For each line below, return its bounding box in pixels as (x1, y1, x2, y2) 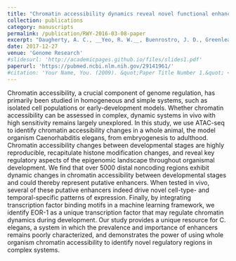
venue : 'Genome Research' (7, 50, 83, 57)
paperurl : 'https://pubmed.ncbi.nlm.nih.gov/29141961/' (7, 63, 174, 70)
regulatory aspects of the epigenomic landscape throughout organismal (7, 155, 216, 164)
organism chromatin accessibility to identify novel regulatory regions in (7, 238, 213, 246)
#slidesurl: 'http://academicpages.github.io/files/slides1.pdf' (7, 56, 202, 63)
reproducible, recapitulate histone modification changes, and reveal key (7, 148, 215, 157)
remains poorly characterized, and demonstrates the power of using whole (7, 230, 223, 239)
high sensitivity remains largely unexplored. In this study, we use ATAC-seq (7, 118, 225, 127)
